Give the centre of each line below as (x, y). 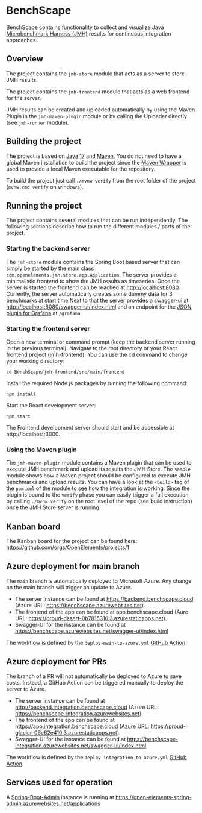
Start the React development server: (51, 405)
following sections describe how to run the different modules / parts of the (98, 227)
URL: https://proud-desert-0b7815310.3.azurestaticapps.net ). (91, 618)
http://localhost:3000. (33, 434)
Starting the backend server (48, 249)
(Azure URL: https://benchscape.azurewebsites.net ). (80, 605)
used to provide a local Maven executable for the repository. (81, 169)
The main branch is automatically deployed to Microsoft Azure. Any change (99, 581)
